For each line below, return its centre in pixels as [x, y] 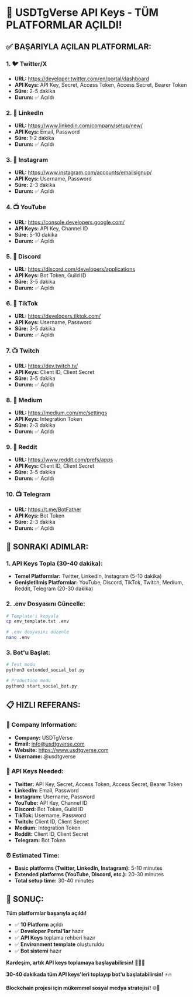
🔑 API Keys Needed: [35, 771]
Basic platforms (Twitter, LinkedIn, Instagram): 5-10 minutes [88, 868]
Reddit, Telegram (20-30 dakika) [54, 588]
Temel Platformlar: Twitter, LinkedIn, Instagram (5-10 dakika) [88, 576]
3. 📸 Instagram [27, 160]
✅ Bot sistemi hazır [38, 951]
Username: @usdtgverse [45, 756]
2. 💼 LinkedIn [25, 113]
